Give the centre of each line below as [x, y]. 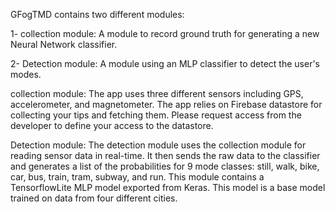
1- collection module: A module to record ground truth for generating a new [165, 33]
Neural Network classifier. [64, 44]
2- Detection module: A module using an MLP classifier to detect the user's [165, 63]
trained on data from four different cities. [94, 198]
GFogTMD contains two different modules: [97, 14]
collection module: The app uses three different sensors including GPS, [157, 93]
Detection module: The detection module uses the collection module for [158, 145]
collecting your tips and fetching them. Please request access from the [156, 115]
